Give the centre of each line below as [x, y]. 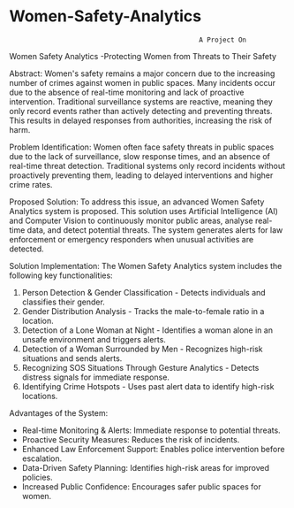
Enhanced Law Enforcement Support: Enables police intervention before [153, 449]
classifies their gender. [64, 302]
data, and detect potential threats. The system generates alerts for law [155, 230]
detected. [26, 249]
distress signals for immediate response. [96, 377]
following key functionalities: [61, 275]
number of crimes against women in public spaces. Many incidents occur [143, 82]
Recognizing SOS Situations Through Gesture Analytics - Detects [140, 367]
